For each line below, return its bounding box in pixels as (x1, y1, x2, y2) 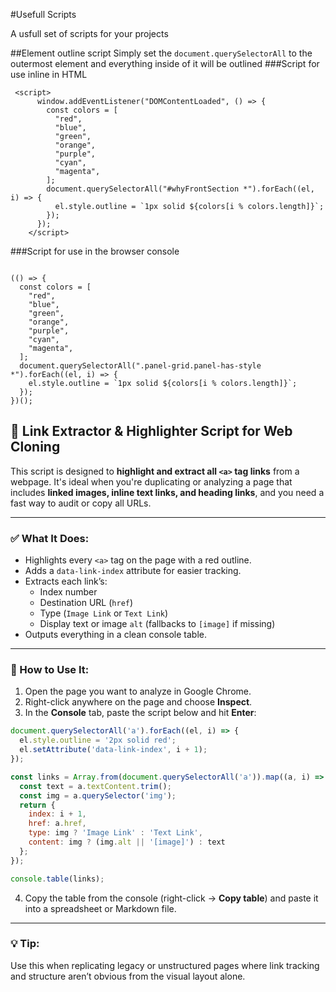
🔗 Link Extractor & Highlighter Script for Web (10, 423, 293, 440)
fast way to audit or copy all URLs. (10, 497, 152, 509)
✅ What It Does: (10, 531, 90, 545)
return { (19, 800, 56, 810)
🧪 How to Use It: (10, 663, 90, 677)
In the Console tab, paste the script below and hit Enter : (24, 707, 257, 719)
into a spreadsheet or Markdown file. (24, 902, 177, 914)
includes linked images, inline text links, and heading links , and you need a (10, 486, 325, 498)
